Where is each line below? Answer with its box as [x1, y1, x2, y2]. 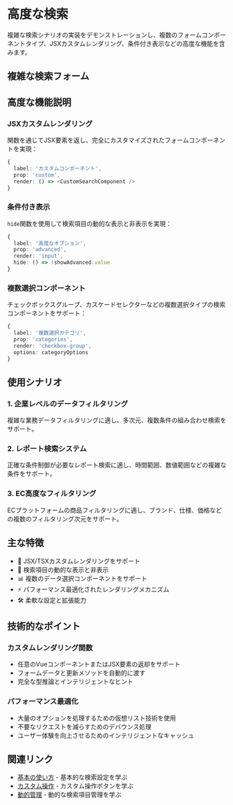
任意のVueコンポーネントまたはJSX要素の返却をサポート [17, 660, 181, 669]
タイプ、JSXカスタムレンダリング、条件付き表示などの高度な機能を [25, 39, 219, 47]
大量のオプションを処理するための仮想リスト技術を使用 [17, 714, 176, 722]
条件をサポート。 [7, 470, 56, 478]
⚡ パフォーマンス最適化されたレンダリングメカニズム [17, 585, 170, 593]
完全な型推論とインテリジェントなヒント [17, 678, 134, 686]
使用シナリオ [7, 376, 63, 388]
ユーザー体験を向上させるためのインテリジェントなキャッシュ [17, 731, 195, 740]
